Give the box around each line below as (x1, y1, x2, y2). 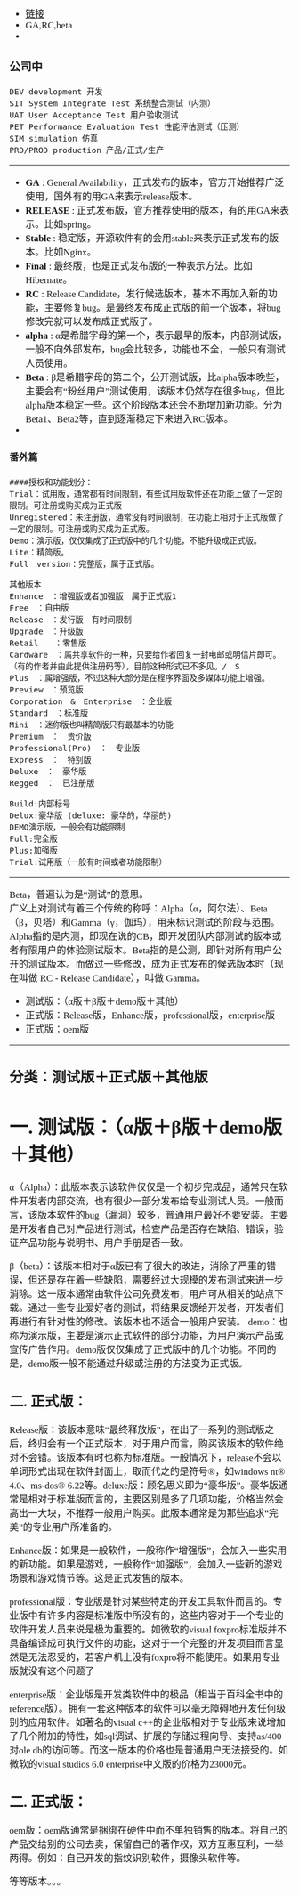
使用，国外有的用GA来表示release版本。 (25, 190, 198, 202)
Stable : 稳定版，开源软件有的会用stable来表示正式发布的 (25, 232, 270, 244)
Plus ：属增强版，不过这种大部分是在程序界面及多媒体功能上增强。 (9, 673, 270, 684)
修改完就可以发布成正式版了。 (25, 316, 158, 328)
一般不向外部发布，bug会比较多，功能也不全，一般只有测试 (25, 344, 287, 355)
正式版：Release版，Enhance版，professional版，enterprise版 (25, 1010, 276, 1022)
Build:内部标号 (9, 799, 71, 809)
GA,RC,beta (25, 20, 73, 31)
